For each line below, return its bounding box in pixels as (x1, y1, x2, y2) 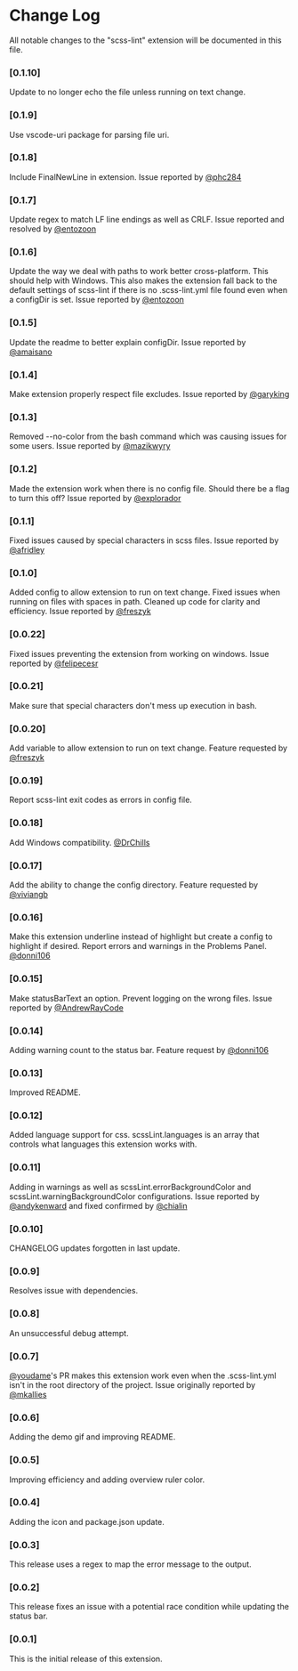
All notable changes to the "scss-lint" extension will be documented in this (9, 35, 282, 45)
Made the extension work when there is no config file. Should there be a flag (9, 483, 290, 494)
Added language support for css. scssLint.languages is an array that (9, 1130, 260, 1140)
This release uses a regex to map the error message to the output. (9, 1559, 252, 1570)
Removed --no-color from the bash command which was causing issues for (9, 431, 287, 442)
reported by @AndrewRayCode (9, 1002, 125, 1013)
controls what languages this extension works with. (9, 1139, 197, 1149)
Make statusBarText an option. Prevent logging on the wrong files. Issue (9, 993, 273, 1003)
